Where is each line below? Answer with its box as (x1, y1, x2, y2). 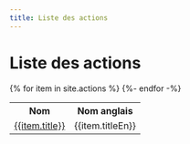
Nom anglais (77, 104, 133, 117)
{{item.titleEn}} (74, 119, 137, 132)
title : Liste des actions (9, 13, 108, 23)
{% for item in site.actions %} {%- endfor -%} (9, 83, 182, 94)
